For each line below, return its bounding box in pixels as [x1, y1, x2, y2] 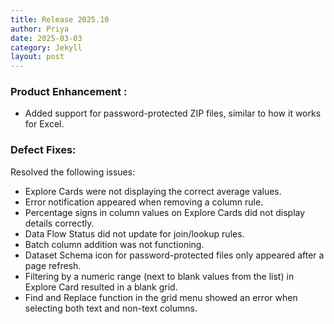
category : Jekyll [10, 42, 83, 53]
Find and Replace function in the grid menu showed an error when [24, 291, 298, 303]
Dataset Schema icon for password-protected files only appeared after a [24, 249, 325, 261]
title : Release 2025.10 [10, 14, 110, 25]
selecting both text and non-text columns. [24, 302, 198, 314]
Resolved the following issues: [10, 166, 136, 178]
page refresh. [24, 259, 82, 271]
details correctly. [24, 217, 95, 229]
